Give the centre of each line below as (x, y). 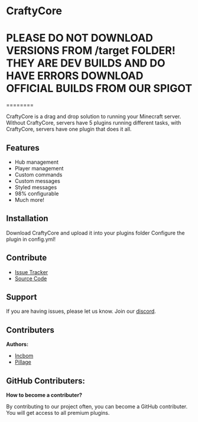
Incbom (24, 356)
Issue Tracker (31, 272)
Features (23, 147)
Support (22, 297)
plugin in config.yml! (31, 239)
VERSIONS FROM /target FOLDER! (91, 51)
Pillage (23, 362)
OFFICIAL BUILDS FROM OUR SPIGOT (99, 89)
